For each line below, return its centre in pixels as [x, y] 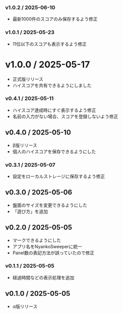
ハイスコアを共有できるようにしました [52, 85]
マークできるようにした [37, 240]
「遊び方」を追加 [30, 211]
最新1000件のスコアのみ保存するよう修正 [55, 19]
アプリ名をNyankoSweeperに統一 [47, 246]
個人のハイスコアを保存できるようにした [54, 151]
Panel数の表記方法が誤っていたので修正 [53, 253]
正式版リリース [28, 79]
